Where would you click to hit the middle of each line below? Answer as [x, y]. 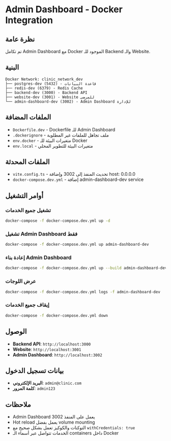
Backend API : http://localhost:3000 [52, 344]
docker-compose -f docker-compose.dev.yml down [57, 315]
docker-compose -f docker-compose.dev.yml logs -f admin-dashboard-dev [83, 292]
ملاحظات [18, 404]
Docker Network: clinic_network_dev [44, 79]
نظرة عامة [20, 39]
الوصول [16, 331]
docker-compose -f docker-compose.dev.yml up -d [58, 221]
